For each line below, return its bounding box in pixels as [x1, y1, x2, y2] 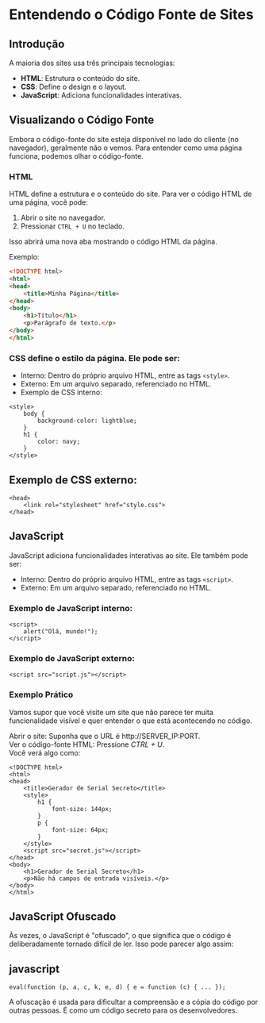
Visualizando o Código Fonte [9, 113, 155, 127]
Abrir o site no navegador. [20, 213, 106, 223]
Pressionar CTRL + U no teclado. [20, 221, 125, 231]
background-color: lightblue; [37, 417, 137, 425]
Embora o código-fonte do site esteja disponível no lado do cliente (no [9, 134, 239, 144]
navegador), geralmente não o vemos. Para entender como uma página [9, 143, 243, 152]
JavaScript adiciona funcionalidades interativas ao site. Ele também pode [9, 550, 249, 560]
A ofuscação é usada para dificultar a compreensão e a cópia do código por [9, 998, 259, 1007]
